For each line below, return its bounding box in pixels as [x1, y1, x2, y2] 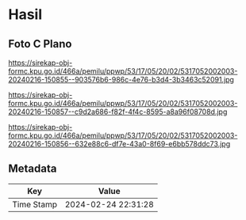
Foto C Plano [8, 37, 72, 51]
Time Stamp [12, 199, 58, 210]
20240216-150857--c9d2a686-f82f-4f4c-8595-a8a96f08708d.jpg [8, 107, 228, 116]
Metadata [8, 162, 57, 176]
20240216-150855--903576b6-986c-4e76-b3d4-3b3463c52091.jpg [8, 75, 234, 84]
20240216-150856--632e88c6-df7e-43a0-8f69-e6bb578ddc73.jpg [8, 139, 231, 148]
